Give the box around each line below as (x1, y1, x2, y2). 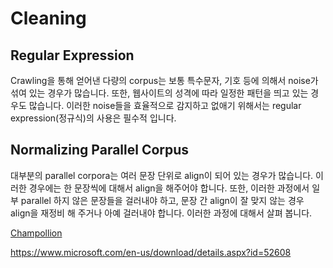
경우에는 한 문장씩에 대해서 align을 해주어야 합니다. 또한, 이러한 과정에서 (28, 182, 310, 194)
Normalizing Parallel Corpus (10, 142, 190, 159)
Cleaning (10, 7, 87, 30)
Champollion (10, 227, 63, 239)
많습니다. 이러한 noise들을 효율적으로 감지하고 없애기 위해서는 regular (28, 100, 302, 111)
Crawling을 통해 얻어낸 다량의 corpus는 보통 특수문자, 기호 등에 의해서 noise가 (10, 75, 319, 86)
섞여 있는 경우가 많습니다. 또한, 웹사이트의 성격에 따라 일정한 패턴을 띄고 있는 (10, 87, 309, 99)
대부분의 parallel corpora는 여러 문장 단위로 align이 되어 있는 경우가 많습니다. (10, 169, 314, 181)
